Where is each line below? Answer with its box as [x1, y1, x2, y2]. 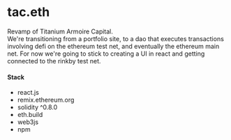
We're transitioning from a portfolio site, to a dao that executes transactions [7, 34, 225, 42]
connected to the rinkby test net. [7, 56, 101, 65]
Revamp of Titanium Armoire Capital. [7, 27, 114, 36]
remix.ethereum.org [17, 95, 75, 104]
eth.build [17, 111, 43, 119]
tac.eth [7, 4, 50, 20]
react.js [17, 88, 40, 97]
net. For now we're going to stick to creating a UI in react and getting [7, 49, 205, 58]
